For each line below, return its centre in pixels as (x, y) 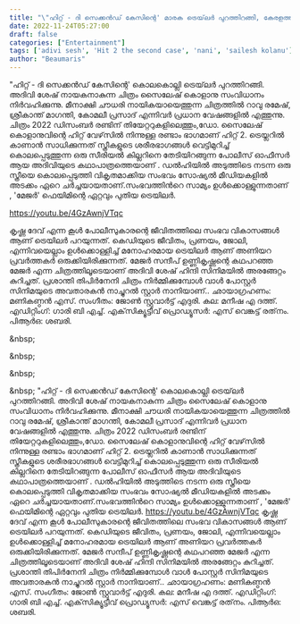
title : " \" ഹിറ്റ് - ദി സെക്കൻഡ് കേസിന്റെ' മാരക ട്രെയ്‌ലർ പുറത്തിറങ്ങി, (135, 17)
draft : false (33, 34)
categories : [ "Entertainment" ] (67, 42)
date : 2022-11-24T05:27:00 (59, 26)
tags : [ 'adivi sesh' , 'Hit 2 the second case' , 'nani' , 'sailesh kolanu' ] (151, 51)
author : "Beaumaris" (48, 59)
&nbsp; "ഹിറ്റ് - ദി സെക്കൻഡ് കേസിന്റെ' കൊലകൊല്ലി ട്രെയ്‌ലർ (127, 391)
